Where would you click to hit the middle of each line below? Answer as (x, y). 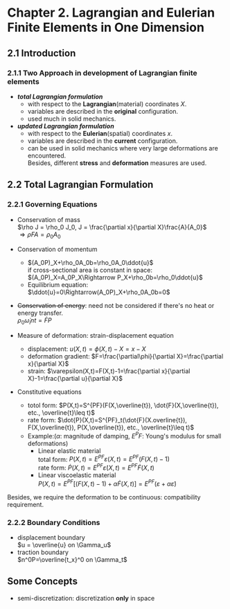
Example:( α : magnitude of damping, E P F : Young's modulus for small (124, 435)
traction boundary (43, 552)
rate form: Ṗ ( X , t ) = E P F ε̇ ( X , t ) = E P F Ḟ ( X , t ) (96, 468)
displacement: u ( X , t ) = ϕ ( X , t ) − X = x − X (87, 349)
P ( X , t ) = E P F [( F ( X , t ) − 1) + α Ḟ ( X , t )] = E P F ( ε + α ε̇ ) (107, 483)
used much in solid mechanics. (72, 119)
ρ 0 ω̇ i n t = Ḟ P (34, 321)
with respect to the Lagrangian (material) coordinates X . (107, 104)
